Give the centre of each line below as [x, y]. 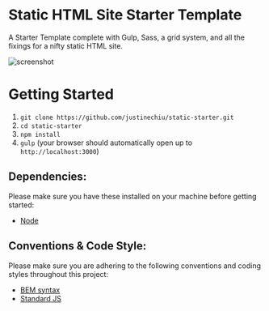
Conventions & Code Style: [78, 246]
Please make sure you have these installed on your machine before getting [132, 196]
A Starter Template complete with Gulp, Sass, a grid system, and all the [126, 37]
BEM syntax [40, 290]
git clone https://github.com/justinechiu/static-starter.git [127, 117]
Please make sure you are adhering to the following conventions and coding [134, 266]
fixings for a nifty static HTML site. [66, 45]
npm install [40, 134]
